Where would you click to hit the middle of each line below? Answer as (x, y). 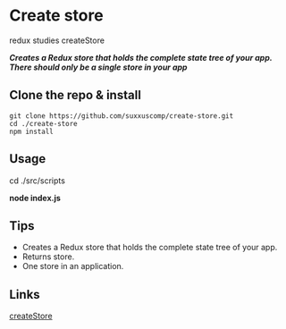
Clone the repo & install (75, 95)
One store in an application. (73, 266)
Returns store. (48, 257)
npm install (31, 131)
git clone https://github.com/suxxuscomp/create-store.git (122, 116)
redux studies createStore (57, 40)
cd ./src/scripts (37, 181)
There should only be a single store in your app (98, 67)
